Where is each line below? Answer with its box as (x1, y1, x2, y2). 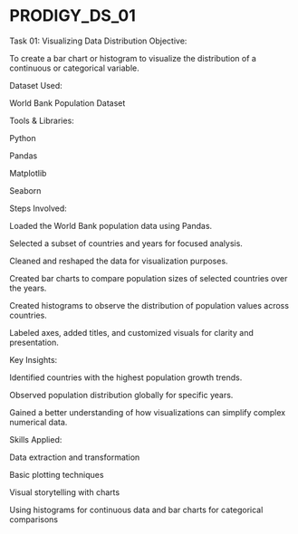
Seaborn (9, 185, 42, 195)
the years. (9, 282, 47, 293)
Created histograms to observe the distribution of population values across (9, 300, 290, 310)
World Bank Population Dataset (9, 97, 126, 109)
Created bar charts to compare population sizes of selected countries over (9, 272, 288, 283)
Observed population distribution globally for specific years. (9, 389, 234, 400)
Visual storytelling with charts (9, 486, 120, 498)
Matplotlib (9, 167, 47, 178)
